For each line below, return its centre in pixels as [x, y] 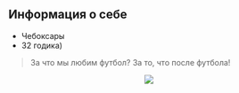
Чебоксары [43, 35]
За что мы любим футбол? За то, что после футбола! [130, 62]
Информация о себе [68, 15]
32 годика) [42, 45]
